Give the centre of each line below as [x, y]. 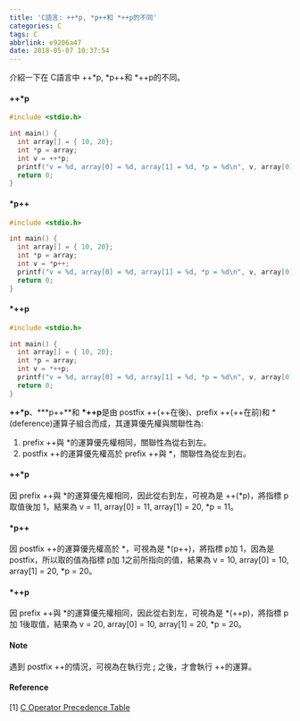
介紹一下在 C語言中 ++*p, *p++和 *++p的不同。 [97, 78]
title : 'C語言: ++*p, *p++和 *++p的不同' [83, 17]
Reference [29, 687]
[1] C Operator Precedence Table [70, 707]
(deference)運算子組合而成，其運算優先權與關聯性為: [106, 423]
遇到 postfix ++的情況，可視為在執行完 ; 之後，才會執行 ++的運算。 [133, 666]
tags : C [24, 34]
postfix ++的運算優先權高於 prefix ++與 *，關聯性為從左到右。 [137, 454]
